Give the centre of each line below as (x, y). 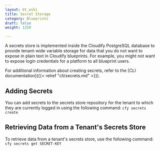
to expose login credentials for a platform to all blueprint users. (67, 61)
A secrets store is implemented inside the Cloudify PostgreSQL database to (80, 46)
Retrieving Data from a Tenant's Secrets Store (75, 127)
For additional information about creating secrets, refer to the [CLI (71, 70)
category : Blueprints (27, 18)
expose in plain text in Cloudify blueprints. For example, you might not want (80, 56)
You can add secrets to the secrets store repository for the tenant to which (79, 102)
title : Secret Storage (28, 14)
